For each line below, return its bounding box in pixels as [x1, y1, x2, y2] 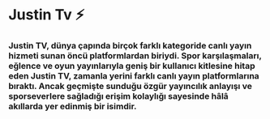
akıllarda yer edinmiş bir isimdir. [8, 101, 137, 113]
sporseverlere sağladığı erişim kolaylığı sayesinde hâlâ [8, 91, 229, 102]
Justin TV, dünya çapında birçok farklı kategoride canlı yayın [8, 40, 252, 52]
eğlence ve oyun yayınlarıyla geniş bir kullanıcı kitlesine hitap [8, 61, 255, 72]
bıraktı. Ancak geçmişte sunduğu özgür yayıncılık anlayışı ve [8, 81, 253, 92]
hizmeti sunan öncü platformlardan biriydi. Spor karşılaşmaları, [8, 50, 262, 62]
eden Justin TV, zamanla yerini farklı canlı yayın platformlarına [8, 70, 259, 82]
